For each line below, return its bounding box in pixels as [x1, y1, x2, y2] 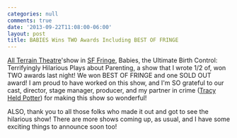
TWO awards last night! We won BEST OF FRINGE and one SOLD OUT [7, 71, 212, 80]
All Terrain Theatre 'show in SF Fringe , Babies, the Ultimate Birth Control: [7, 56, 218, 64]
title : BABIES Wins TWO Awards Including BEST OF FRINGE [7, 37, 179, 44]
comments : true [7, 17, 52, 24]
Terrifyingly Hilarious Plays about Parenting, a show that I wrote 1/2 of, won [7, 64, 226, 72]
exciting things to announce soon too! [7, 122, 117, 131]
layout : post [7, 30, 46, 38]
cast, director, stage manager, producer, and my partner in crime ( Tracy [7, 86, 216, 95]
